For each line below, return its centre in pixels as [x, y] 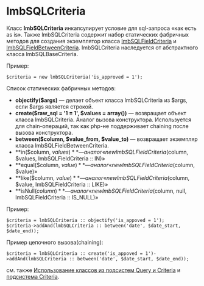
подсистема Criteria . [33, 276]
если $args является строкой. [54, 106]
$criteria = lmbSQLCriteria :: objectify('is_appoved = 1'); [86, 220]
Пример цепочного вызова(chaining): [55, 242]
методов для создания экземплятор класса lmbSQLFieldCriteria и [91, 41]
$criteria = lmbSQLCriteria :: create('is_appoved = [75, 253]
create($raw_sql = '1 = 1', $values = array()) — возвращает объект [101, 113]
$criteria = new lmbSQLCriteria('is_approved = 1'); [75, 77]
